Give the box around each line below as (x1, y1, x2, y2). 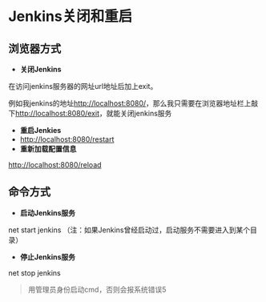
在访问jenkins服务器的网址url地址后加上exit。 (8, 82, 158, 91)
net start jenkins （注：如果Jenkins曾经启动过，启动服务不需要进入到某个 (8, 225, 251, 235)
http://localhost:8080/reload (8, 160, 102, 169)
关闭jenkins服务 (119, 109, 172, 118)
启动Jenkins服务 (19, 207, 76, 217)
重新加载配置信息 (19, 144, 77, 153)
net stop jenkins (8, 268, 62, 277)
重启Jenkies (19, 126, 62, 135)
